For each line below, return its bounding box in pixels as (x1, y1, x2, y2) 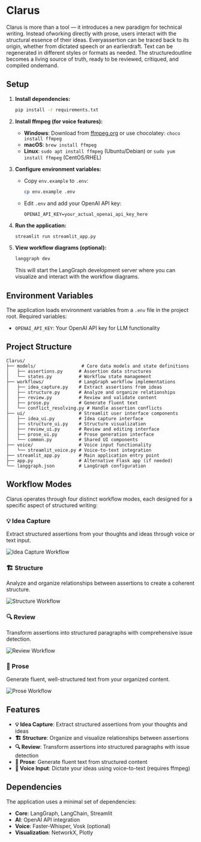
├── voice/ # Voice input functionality (6, 442, 152, 448)
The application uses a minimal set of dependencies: (6, 798, 137, 805)
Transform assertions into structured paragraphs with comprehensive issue (6, 629, 193, 636)
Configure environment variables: (14, 165, 101, 172)
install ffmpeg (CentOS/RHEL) (23, 154, 102, 161)
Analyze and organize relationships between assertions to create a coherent (6, 579, 195, 587)
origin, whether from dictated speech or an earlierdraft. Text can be (6, 43, 173, 50)
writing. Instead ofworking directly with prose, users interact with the (6, 29, 177, 37)
